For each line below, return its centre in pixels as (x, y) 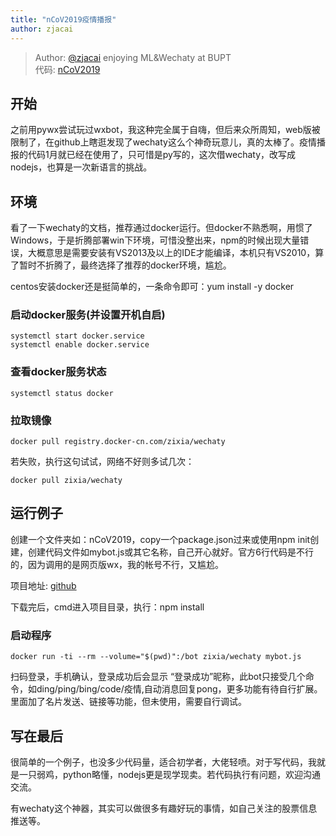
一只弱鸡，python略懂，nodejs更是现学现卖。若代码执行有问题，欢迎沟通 (170, 774)
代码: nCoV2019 (67, 69)
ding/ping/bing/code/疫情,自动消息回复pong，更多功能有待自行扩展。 (179, 689)
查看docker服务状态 (58, 372)
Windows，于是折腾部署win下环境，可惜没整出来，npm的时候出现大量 (155, 240)
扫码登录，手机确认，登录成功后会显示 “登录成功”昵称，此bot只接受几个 (158, 677)
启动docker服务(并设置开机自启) (88, 315)
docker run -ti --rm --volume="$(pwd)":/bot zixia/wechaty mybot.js (156, 657)
